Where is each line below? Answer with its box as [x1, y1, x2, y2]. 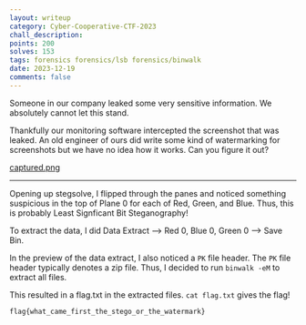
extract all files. [9, 271, 67, 282]
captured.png [9, 161, 61, 173]
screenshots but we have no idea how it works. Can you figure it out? [9, 144, 270, 155]
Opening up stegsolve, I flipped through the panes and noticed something [9, 188, 287, 198]
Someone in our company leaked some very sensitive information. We [9, 97, 272, 108]
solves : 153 [9, 47, 55, 56]
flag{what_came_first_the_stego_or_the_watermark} [9, 307, 206, 316]
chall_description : [9, 30, 84, 39]
